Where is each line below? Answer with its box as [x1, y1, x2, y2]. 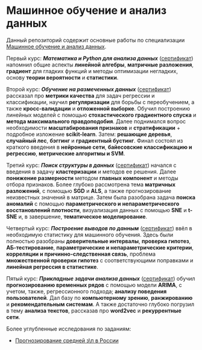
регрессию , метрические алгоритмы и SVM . [6, 149, 125, 157]
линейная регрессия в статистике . [6, 263, 98, 270]
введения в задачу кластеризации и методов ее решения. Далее [6, 167, 177, 175]
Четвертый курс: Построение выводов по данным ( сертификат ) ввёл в [6, 224, 192, 232]
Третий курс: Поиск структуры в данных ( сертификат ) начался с [6, 161, 177, 169]
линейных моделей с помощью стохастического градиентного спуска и [6, 111, 197, 118]
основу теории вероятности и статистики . [6, 74, 119, 81]
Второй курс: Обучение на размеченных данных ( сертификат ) [6, 85, 172, 92]
